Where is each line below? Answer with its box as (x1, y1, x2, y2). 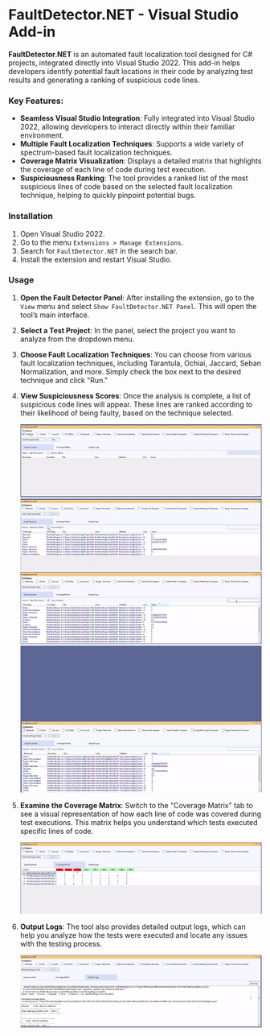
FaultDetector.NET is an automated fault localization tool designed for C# (8, 49, 253, 59)
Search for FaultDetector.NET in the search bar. (19, 246, 178, 255)
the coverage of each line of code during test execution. (19, 165, 207, 175)
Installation (8, 211, 54, 222)
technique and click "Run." (19, 375, 108, 385)
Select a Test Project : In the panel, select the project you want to (19, 325, 236, 335)
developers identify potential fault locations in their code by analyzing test (8, 66, 253, 76)
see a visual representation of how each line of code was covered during (19, 809, 262, 819)
